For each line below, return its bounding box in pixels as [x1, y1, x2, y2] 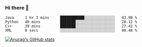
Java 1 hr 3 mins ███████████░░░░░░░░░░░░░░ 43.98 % [5, 16, 138, 20]
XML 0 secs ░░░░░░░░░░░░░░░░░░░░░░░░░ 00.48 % [5, 28, 138, 33]
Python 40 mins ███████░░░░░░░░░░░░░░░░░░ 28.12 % [5, 19, 138, 25]
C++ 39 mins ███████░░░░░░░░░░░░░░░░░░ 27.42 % [5, 24, 138, 29]
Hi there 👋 [5, 4, 29, 11]
